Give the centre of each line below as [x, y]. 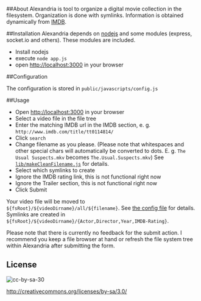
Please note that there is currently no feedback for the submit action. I [94, 233]
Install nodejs [32, 52]
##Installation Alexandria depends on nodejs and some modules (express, [99, 34]
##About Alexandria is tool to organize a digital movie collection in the [94, 9]
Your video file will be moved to [46, 201]
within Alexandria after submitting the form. [61, 246]
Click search [30, 138]
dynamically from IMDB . [37, 22]
